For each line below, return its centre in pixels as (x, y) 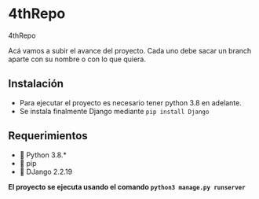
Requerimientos (48, 136)
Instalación (36, 84)
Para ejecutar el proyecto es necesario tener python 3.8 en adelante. (130, 102)
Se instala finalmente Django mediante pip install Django (114, 111)
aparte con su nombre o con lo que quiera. (77, 59)
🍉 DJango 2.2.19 (46, 171)
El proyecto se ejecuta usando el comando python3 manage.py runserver (127, 186)
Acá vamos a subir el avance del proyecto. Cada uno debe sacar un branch (130, 50)
